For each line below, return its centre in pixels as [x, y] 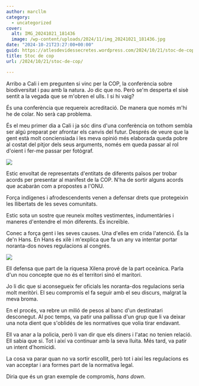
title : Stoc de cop [30, 56]
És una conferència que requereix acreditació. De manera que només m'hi [97, 107]
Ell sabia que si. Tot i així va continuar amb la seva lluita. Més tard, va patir [97, 341]
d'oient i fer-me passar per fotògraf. [50, 151]
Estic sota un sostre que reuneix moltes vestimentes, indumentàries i [90, 215]
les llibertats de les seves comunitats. [52, 204]
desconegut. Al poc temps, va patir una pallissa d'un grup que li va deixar [96, 317]
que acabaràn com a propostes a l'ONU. [55, 186]
